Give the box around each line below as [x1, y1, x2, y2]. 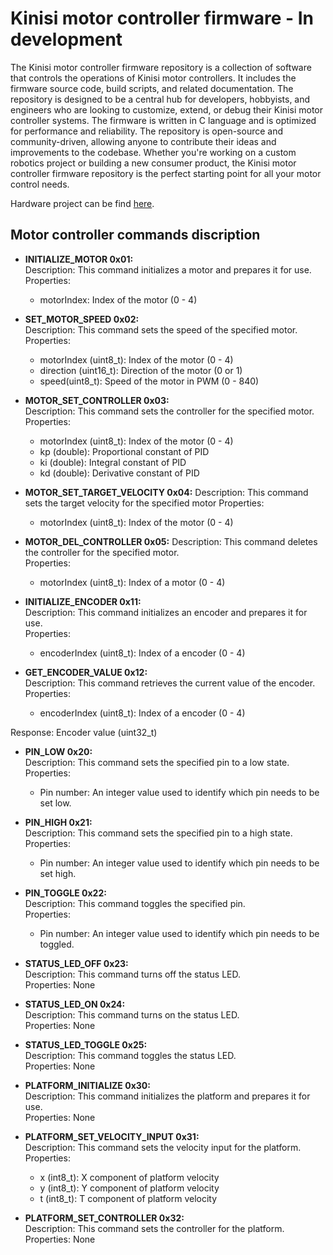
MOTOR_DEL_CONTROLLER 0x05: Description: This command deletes [24, 535, 318, 547]
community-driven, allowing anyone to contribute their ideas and [10, 135, 277, 147]
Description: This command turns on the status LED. [24, 1008, 240, 1021]
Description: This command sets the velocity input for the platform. [24, 1141, 302, 1153]
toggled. [39, 938, 75, 950]
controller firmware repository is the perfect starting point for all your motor [10, 167, 322, 179]
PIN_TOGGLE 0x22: [24, 887, 107, 899]
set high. [39, 867, 77, 879]
